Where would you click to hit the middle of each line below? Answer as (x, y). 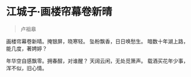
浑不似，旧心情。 (27, 68)
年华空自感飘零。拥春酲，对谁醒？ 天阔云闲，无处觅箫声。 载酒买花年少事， (97, 61)
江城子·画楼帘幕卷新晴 (59, 12)
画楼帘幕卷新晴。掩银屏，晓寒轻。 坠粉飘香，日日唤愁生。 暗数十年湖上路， (97, 41)
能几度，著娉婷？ (27, 48)
